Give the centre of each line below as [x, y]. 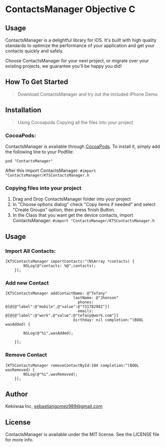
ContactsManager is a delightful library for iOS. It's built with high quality [81, 40]
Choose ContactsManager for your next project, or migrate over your [77, 61]
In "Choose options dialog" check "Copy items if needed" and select [84, 205]
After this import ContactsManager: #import [51, 170]
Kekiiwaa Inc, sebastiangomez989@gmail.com [54, 407]
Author [16, 394]
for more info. [19, 440]
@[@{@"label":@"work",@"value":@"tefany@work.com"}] [62, 316]
